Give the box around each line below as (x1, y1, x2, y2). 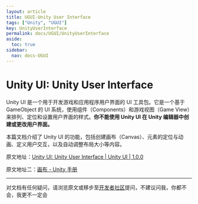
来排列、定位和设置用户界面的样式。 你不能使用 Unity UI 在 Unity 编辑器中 (6, 113, 184, 120)
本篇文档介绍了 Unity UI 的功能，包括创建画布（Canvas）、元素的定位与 (6, 133, 179, 140)
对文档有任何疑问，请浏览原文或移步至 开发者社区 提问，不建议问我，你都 (6, 184, 181, 191)
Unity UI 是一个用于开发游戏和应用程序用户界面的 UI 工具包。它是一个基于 (6, 98, 185, 105)
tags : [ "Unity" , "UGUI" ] (6, 20, 67, 25)
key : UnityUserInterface (6, 25, 67, 31)
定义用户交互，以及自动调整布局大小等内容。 (16, 140, 125, 148)
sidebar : (6, 47, 28, 53)
